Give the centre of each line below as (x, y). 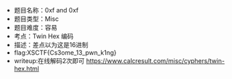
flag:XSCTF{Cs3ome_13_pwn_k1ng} (65, 53)
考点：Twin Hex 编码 (43, 36)
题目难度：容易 (35, 27)
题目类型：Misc (36, 19)
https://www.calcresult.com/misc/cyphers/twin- (156, 61)
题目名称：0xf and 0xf (46, 10)
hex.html (27, 69)
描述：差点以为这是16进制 (51, 45)
